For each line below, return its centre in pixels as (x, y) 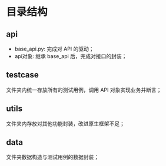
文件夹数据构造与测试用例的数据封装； (52, 157)
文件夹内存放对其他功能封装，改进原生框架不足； (65, 123)
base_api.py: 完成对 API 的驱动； (54, 49)
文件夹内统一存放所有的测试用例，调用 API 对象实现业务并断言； (84, 90)
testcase (23, 75)
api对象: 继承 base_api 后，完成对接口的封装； (71, 56)
